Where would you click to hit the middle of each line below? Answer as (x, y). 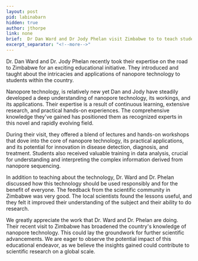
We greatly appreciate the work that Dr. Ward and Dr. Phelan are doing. (92, 220)
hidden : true (22, 22)
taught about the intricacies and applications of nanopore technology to (93, 74)
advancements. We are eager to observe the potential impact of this (89, 239)
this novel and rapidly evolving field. (50, 123)
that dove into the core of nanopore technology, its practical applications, (95, 141)
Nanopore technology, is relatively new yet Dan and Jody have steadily (92, 92)
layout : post (22, 12)
